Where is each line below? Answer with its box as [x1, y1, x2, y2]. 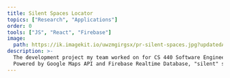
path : [13, 41, 29, 48]
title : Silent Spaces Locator [7, 9, 94, 17]
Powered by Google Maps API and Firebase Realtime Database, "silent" [13, 60, 219, 67]
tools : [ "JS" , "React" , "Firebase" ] [7, 28, 112, 36]
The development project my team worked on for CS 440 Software [13, 54, 201, 61]
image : [7, 35, 26, 42]
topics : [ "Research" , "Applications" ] [7, 16, 118, 23]
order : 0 [7, 22, 32, 29]
